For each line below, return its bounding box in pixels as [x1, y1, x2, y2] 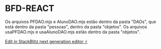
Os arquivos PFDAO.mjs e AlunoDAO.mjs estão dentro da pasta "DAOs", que [5, 19, 156, 24]
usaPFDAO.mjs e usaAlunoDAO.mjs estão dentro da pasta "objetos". [5, 29, 140, 35]
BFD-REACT [5, 3, 55, 14]
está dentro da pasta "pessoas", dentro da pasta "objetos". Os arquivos [5, 24, 147, 29]
